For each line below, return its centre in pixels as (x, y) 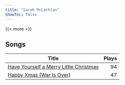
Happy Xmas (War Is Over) (39, 75)
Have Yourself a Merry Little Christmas (53, 67)
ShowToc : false (21, 14)
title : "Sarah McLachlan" (32, 10)
